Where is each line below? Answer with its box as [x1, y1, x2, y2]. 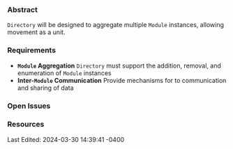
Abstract [7, 5, 38, 15]
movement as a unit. [7, 28, 66, 36]
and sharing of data [17, 84, 75, 92]
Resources [7, 120, 45, 130]
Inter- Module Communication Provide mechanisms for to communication [17, 76, 227, 84]
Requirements [7, 45, 57, 55]
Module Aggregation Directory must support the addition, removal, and [17, 61, 222, 70]
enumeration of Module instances [17, 68, 112, 77]
